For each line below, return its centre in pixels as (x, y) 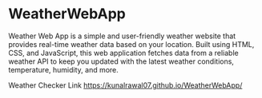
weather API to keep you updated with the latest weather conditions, (121, 61)
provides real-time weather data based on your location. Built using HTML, (131, 44)
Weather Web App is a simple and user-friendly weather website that (122, 36)
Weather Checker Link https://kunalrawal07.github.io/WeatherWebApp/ (125, 85)
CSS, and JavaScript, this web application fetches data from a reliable (123, 53)
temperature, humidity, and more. (63, 69)
